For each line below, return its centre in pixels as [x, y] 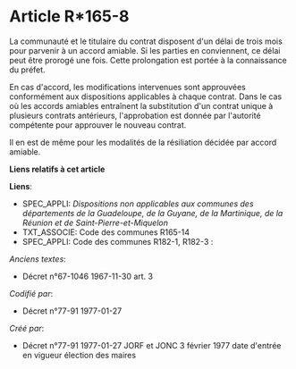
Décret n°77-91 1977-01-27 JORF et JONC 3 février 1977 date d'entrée [152, 345]
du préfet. [28, 70]
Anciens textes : [38, 259]
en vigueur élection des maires [79, 355]
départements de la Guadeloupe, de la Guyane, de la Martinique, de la [152, 213]
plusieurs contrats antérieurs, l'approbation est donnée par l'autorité [135, 115]
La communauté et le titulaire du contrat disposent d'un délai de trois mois [146, 41]
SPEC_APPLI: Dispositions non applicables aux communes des [138, 204]
